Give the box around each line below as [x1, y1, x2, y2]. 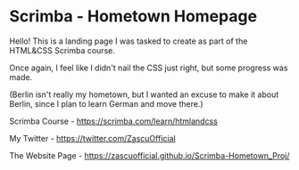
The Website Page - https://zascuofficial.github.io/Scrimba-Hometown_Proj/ [9, 150, 290, 161]
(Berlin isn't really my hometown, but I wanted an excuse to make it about [9, 89, 279, 100]
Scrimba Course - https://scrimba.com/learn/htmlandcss [9, 116, 219, 126]
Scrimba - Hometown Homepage [9, 6, 257, 27]
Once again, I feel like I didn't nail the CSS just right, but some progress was [9, 62, 288, 73]
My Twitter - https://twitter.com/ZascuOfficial [9, 133, 176, 143]
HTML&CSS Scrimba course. [9, 45, 116, 55]
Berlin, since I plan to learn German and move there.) [9, 98, 203, 109]
